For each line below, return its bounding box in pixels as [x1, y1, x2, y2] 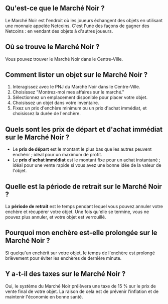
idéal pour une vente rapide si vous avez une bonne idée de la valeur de [12, 162, 161, 168]
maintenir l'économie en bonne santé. [5, 293, 83, 299]
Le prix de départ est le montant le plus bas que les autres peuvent [12, 146, 152, 152]
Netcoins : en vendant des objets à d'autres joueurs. [5, 28, 113, 34]
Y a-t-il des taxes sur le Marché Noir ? [5, 270, 126, 278]
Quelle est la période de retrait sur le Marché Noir [5, 182, 162, 190]
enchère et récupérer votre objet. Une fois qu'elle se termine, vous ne [5, 209, 149, 215]
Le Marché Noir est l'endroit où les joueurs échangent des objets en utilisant [5, 17, 163, 23]
